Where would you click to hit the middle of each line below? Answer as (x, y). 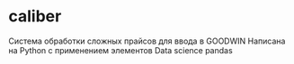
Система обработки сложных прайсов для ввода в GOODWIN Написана (147, 41)
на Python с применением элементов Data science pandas (120, 50)
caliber (35, 16)
